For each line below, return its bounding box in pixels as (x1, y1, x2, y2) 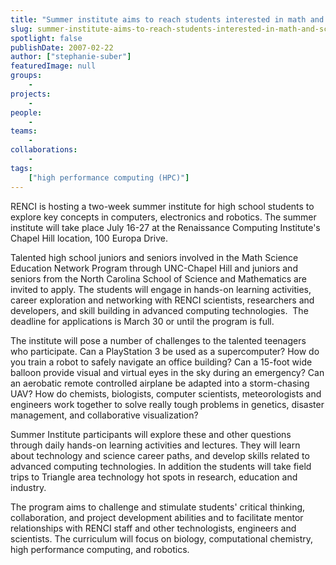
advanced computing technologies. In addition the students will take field (10, 460, 312, 472)
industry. (10, 481, 47, 493)
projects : (10, 89, 52, 99)
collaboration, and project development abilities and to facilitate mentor (10, 511, 304, 523)
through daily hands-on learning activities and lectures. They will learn (10, 439, 301, 451)
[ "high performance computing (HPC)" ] (28, 172, 190, 183)
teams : (10, 126, 38, 136)
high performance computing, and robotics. (10, 543, 190, 555)
